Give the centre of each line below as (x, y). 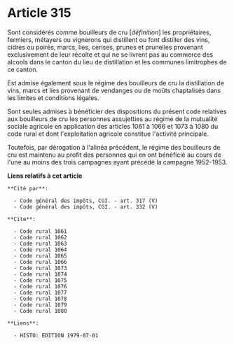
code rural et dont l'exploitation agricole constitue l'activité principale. (108, 134)
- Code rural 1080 (41, 311)
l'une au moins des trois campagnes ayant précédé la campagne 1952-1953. (117, 162)
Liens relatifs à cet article (45, 176)
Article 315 (39, 13)
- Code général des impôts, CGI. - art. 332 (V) (86, 207)
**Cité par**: (28, 188)
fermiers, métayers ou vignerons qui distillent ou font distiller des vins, (109, 39)
